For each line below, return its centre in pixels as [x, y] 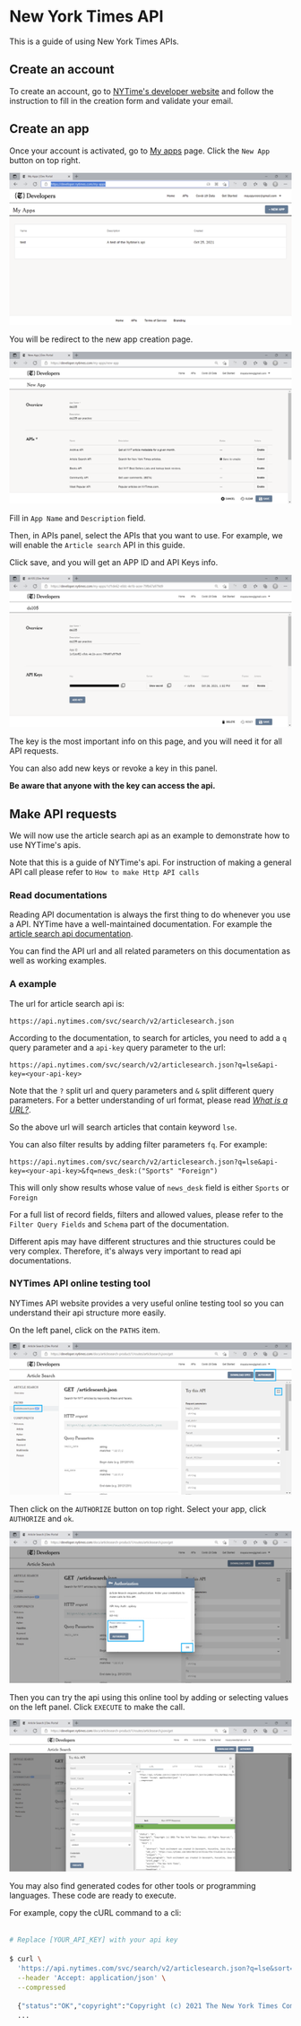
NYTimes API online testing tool [80, 1283]
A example [33, 984]
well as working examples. [58, 961]
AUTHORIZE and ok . [42, 1519]
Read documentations [58, 895]
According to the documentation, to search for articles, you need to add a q [148, 1037]
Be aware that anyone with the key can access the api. [112, 786]
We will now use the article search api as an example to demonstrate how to [150, 835]
